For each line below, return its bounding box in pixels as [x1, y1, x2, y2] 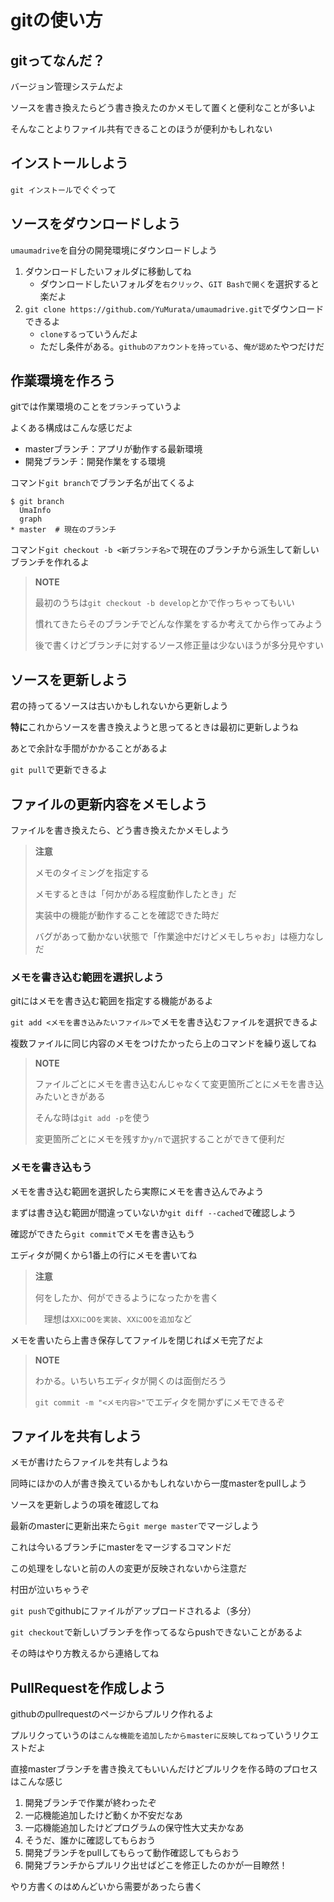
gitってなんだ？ [10, 52, 106, 69]
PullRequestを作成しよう [10, 1679, 167, 1696]
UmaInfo [19, 506, 52, 516]
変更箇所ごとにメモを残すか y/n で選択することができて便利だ [34, 1133, 286, 1145]
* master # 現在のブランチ [10, 525, 117, 535]
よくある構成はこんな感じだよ [10, 422, 133, 434]
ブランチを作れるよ [10, 556, 90, 568]
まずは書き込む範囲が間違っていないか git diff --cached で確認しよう [10, 1206, 297, 1218]
